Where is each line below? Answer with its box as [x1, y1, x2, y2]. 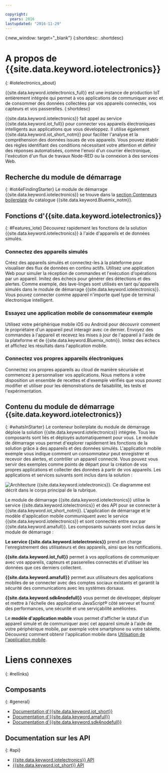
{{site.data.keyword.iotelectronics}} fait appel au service [5, 115, 122, 121]
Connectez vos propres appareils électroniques [5, 355, 124, 362]
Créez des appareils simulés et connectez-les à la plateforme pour [5, 260, 143, 266]
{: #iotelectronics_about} [5, 80, 56, 86]
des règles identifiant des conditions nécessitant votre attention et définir [5, 142, 156, 149]
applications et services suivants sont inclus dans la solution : [5, 472, 133, 478]
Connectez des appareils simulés [5, 248, 88, 255]
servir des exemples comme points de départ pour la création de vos [5, 461, 148, 467]
